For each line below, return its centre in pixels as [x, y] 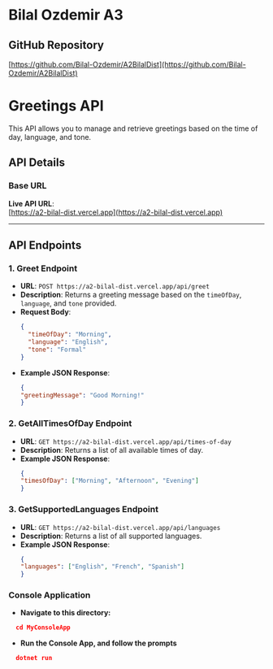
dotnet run [34, 658]
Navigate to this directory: [65, 613]
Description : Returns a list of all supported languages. [111, 536]
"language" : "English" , [68, 342]
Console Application [50, 595]
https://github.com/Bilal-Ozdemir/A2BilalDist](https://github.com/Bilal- [128, 64]
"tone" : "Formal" [57, 350]
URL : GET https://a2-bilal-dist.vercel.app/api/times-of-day [126, 441]
